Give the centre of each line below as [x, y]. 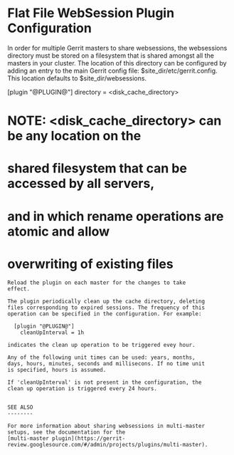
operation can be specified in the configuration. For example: [105, 314]
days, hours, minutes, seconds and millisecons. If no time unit [106, 364]
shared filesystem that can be [97, 168]
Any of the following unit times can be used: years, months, [101, 357]
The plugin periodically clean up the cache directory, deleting [106, 302]
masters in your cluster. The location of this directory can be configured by [117, 63]
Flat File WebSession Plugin [91, 13]
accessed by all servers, [81, 184]
